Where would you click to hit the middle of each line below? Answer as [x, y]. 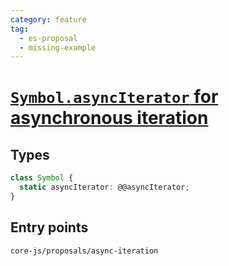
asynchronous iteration [109, 118]
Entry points [49, 227]
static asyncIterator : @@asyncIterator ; [104, 187]
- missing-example [58, 47]
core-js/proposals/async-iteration [84, 251]
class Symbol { [42, 178]
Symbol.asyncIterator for [114, 97]
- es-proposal [48, 38]
